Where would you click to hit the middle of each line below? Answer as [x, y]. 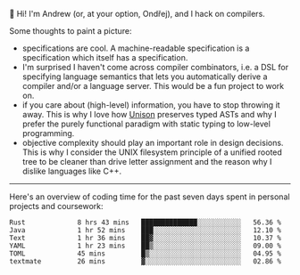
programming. [48, 133]
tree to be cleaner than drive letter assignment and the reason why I [147, 162]
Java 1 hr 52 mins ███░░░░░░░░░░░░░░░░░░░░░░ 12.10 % [145, 231]
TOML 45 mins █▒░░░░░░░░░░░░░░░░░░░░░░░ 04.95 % [145, 254]
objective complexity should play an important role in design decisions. [153, 143]
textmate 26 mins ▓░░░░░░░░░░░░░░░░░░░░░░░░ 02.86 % [145, 262]
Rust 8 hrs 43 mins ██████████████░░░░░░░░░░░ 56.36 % [145, 222]
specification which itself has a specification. [105, 57]
